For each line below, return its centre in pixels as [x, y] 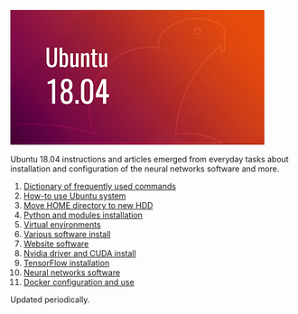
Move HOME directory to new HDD [88, 205]
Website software [56, 244]
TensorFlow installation [66, 263]
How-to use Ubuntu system [74, 196]
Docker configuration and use [79, 282]
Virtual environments [62, 225]
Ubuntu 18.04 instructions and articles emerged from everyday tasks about [149, 159]
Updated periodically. [50, 300]
